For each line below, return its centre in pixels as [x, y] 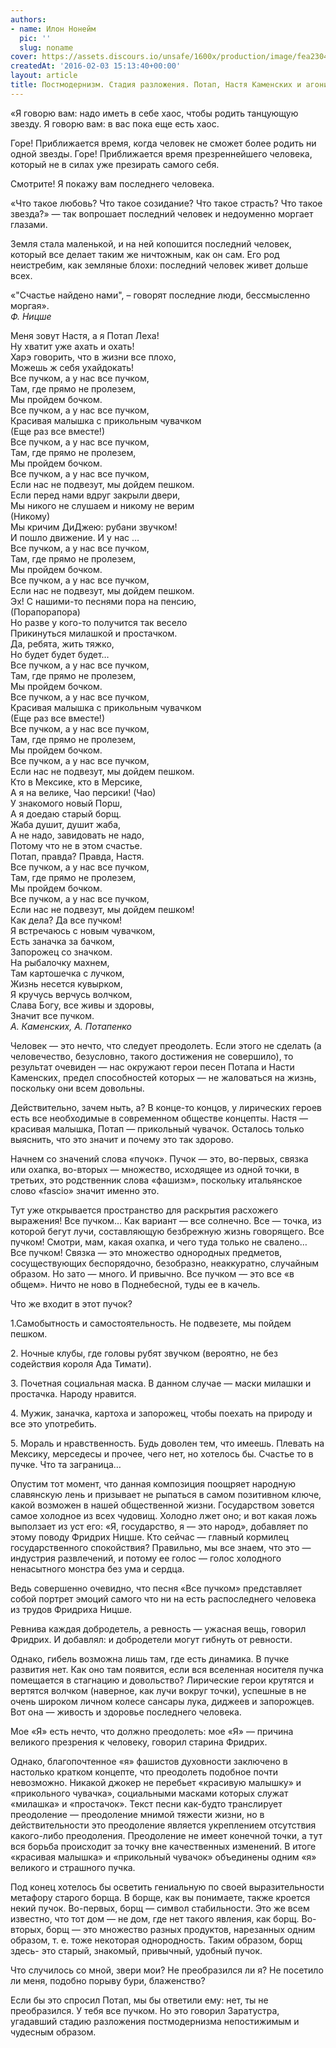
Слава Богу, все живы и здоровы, [82, 1005]
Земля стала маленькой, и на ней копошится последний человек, [151, 243]
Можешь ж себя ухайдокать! [72, 367]
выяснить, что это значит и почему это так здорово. [122, 1139]
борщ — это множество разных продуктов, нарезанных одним [181, 1929]
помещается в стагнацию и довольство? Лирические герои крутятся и [162, 1680]
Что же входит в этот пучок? [71, 1303]
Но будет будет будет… [60, 654]
